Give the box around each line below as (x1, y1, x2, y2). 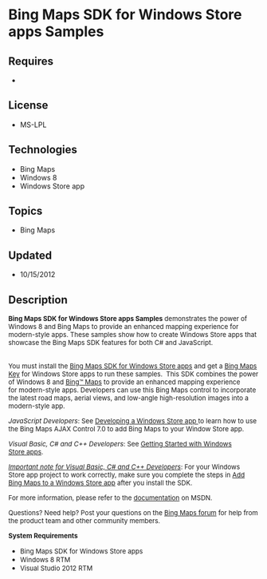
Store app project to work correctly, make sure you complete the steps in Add (8, 470, 245, 480)
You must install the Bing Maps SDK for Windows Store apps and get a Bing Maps (8, 362, 257, 371)
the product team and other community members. (8, 517, 161, 525)
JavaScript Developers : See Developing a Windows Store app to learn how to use (8, 417, 257, 426)
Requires (8, 54, 54, 68)
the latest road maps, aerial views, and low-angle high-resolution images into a (8, 394, 249, 403)
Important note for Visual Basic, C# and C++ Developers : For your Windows (8, 462, 241, 472)
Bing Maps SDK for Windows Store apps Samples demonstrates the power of (8, 314, 248, 323)
